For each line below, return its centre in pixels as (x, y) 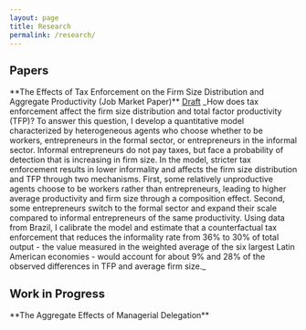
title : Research (40, 26)
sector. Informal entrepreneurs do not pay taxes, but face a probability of (147, 150)
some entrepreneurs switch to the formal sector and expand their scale (143, 208)
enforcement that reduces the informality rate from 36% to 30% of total (144, 237)
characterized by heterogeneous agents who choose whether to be (136, 130)
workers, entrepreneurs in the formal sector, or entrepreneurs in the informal (153, 140)
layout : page (34, 18)
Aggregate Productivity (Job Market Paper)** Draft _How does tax (134, 101)
